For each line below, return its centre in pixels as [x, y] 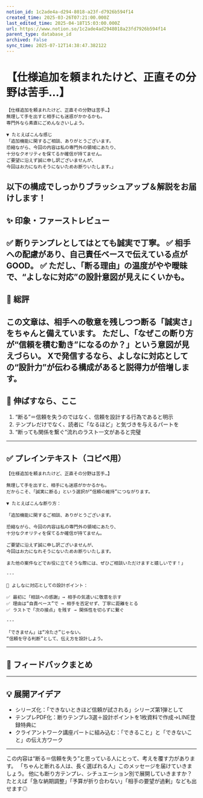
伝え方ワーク [47, 740]
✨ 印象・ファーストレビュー [58, 220]
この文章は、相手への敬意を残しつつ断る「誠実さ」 [101, 322]
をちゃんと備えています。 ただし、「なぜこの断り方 [100, 333]
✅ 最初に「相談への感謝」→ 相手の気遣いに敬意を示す [64, 597]
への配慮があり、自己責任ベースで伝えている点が [97, 254]
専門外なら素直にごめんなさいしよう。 [47, 123]
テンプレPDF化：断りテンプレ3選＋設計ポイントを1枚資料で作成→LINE [102, 718]
